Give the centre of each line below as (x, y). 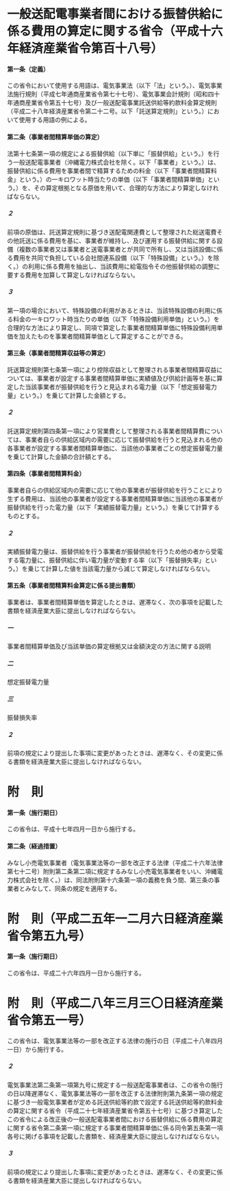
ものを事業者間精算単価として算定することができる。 (112, 336)
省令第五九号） (49, 935)
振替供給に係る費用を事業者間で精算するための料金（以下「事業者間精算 (109, 170)
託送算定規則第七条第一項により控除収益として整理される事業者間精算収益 (112, 369)
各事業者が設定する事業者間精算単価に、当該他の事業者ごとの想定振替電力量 (115, 448)
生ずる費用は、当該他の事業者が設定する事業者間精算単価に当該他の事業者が (115, 499)
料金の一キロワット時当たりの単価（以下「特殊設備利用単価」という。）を (116, 319)
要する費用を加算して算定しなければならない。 (73, 274)
